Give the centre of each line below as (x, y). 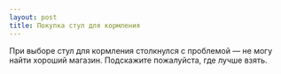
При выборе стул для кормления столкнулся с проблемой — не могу (141, 50)
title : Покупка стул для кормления (75, 26)
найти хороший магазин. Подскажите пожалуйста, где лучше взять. (138, 60)
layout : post (33, 17)
